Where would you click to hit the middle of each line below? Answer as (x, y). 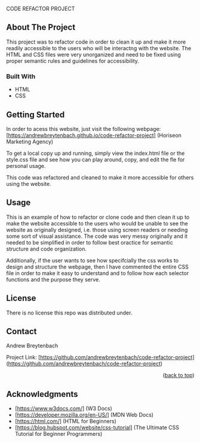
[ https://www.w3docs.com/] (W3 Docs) (63, 408)
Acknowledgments (42, 394)
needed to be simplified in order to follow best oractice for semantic (90, 242)
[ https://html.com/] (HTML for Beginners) (65, 421)
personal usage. (26, 166)
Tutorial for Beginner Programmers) (59, 434)
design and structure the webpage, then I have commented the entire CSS (98, 267)
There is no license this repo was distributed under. (69, 313)
